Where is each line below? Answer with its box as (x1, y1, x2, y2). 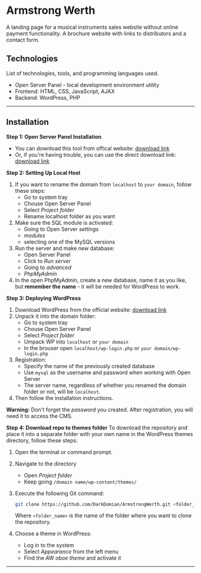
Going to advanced (23, 264, 72, 271)
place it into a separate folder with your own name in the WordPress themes (6, 430, 193, 437)
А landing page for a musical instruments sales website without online (6, 23, 178, 31)
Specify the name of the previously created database (23, 362, 156, 369)
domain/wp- (154, 345, 181, 351)
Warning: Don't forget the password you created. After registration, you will (6, 406, 193, 413)
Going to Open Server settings (23, 225, 99, 232)
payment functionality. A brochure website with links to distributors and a (6, 29, 187, 37)
